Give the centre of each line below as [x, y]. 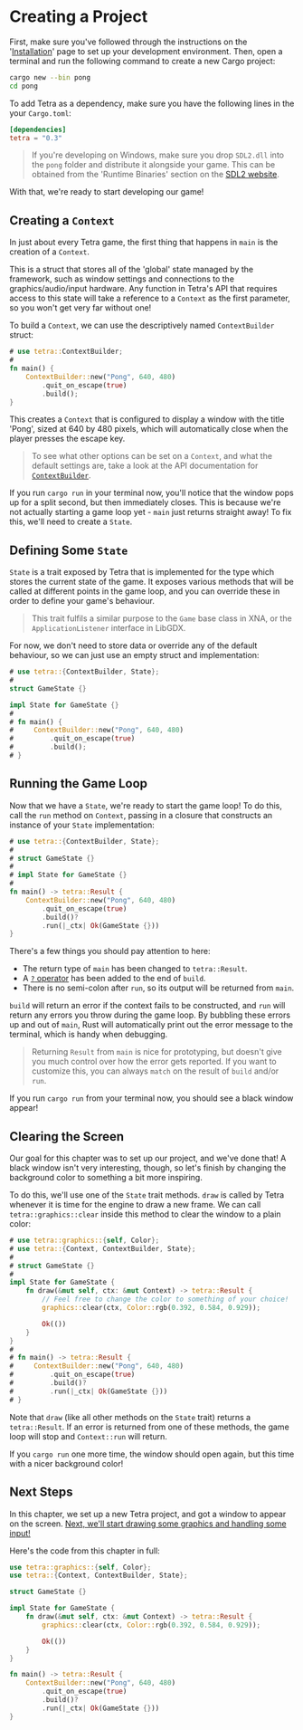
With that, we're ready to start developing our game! [107, 192]
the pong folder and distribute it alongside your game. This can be [153, 165]
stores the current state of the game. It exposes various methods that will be [151, 582]
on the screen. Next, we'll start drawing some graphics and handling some [148, 1524]
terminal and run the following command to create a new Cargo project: [142, 61]
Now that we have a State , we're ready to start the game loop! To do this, [146, 805]
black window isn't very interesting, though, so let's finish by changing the [148, 1168]
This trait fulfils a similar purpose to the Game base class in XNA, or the [161, 618]
